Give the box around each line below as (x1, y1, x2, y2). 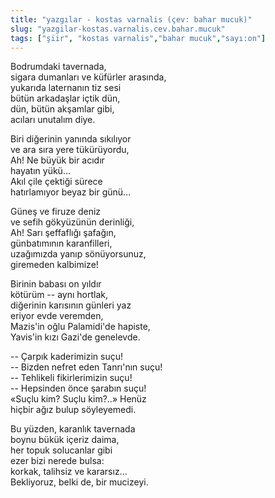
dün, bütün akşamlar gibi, (10, 103, 115, 115)
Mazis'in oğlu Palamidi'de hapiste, (10, 321, 151, 333)
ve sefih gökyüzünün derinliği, (10, 216, 135, 228)
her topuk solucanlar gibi (10, 444, 113, 456)
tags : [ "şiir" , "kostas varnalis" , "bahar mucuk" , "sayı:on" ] (10, 33, 267, 43)
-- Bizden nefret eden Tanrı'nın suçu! (10, 361, 163, 373)
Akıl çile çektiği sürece (10, 176, 103, 188)
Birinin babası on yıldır (10, 278, 102, 290)
